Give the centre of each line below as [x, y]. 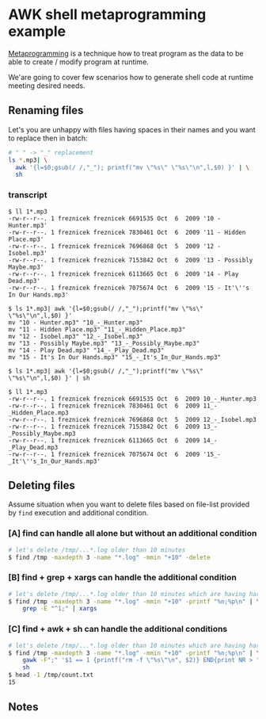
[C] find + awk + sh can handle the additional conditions [118, 629]
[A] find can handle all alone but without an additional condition [133, 534]
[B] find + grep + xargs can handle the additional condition [123, 578]
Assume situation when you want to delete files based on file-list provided [129, 504]
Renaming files [46, 111]
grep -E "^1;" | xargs [60, 609]
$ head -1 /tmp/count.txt [51, 675]
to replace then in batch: [48, 138]
